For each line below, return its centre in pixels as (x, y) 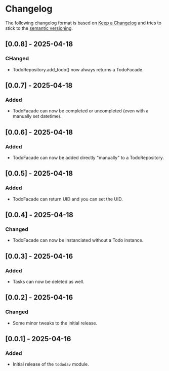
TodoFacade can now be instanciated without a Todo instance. (78, 240)
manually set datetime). (37, 116)
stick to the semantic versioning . (39, 28)
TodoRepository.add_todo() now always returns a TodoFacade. (78, 69)
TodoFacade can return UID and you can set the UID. (68, 199)
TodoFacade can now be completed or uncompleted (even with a (80, 111)
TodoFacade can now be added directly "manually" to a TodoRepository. (88, 158)
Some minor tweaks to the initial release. (55, 323)
